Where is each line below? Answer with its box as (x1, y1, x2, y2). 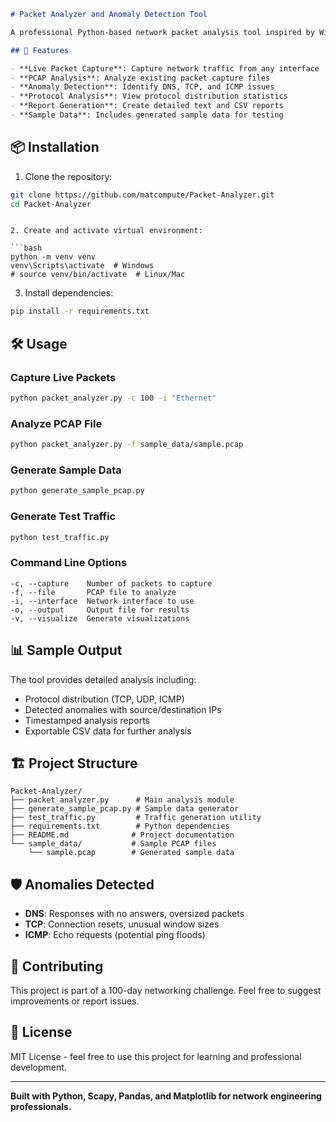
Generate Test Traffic (10, 510, 117, 524)
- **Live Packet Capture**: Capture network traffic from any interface (10, 63, 320, 74)
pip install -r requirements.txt (10, 306, 150, 317)
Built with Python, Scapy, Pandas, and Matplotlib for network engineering (10, 1090, 322, 1102)
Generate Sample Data (10, 463, 122, 477)
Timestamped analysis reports (24, 714, 150, 726)
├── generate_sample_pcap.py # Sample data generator (10, 804, 240, 814)
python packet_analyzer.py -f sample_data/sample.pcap (10, 440, 244, 450)
